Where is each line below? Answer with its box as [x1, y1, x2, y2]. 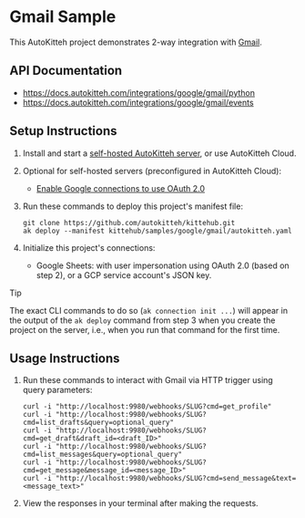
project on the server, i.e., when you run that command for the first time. [9, 324, 280, 335]
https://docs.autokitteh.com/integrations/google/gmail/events [22, 97, 254, 108]
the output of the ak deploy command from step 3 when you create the [9, 315, 276, 326]
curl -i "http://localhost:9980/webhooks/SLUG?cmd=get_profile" [22, 402, 272, 411]
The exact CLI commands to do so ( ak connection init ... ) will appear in [9, 305, 289, 316]
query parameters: [22, 385, 93, 396]
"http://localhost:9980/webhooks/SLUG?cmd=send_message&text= [56, 474, 297, 483]
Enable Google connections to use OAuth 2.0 [36, 182, 206, 193]
